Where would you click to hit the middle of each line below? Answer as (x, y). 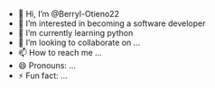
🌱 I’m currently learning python (75, 33)
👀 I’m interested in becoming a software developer (112, 23)
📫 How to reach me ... (60, 53)
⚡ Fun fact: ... (42, 75)
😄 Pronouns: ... (47, 66)
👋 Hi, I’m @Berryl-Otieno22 (69, 14)
